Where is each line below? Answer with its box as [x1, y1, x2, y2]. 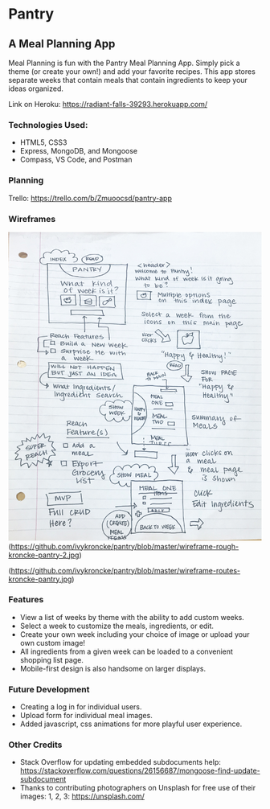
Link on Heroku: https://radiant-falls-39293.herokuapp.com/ [8, 100, 207, 109]
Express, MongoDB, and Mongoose [19, 146, 138, 156]
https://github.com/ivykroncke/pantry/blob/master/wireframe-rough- [10, 541, 239, 551]
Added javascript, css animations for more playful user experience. [19, 719, 243, 729]
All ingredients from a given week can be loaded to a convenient [19, 647, 233, 656]
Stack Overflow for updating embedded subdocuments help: [19, 758, 221, 767]
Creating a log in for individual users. [19, 702, 142, 712]
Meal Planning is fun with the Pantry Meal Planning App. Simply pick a [8, 58, 240, 68]
